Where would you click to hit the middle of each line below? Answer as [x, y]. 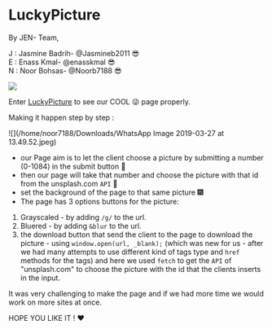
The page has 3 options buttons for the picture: [99, 201]
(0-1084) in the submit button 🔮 [73, 166]
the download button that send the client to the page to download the [136, 235]
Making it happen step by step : [61, 117]
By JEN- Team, [34, 37]
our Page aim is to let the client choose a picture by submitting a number [142, 157]
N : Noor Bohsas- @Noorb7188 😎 [65, 70]
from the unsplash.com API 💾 [69, 183]
